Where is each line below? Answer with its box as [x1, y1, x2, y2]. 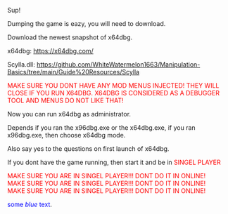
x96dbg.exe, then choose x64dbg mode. [7, 131, 126, 139]
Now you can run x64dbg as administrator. [7, 110, 132, 118]
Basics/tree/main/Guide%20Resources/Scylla [7, 68, 139, 76]
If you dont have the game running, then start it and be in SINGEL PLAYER [7, 158, 221, 166]
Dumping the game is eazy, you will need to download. [7, 20, 166, 27]
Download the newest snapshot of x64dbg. [7, 33, 132, 41]
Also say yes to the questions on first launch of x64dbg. [7, 145, 170, 153]
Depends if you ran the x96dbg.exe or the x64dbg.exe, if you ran [7, 123, 196, 132]
